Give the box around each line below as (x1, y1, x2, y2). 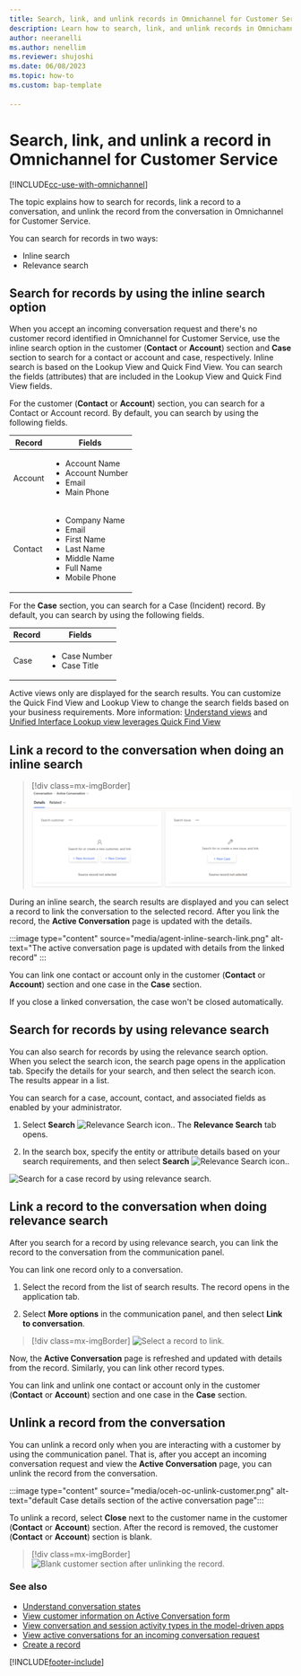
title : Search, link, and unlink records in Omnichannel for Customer (9, 14, 279, 23)
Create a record (21, 1639, 81, 1650)
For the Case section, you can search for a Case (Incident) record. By (9, 600, 266, 611)
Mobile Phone (64, 572, 116, 583)
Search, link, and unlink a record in (9, 130, 271, 150)
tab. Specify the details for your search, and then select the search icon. (9, 1065, 276, 1076)
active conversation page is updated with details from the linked (47, 943, 285, 954)
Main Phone (64, 487, 109, 498)
